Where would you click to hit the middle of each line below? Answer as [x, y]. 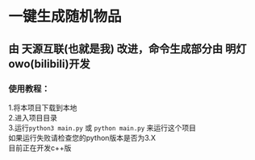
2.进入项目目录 [33, 117]
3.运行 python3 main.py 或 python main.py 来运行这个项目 [102, 127]
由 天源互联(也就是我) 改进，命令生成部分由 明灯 [127, 49]
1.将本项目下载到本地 [43, 107]
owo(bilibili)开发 [49, 64]
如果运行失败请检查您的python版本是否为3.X [82, 137]
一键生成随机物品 [65, 16]
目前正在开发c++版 [40, 148]
